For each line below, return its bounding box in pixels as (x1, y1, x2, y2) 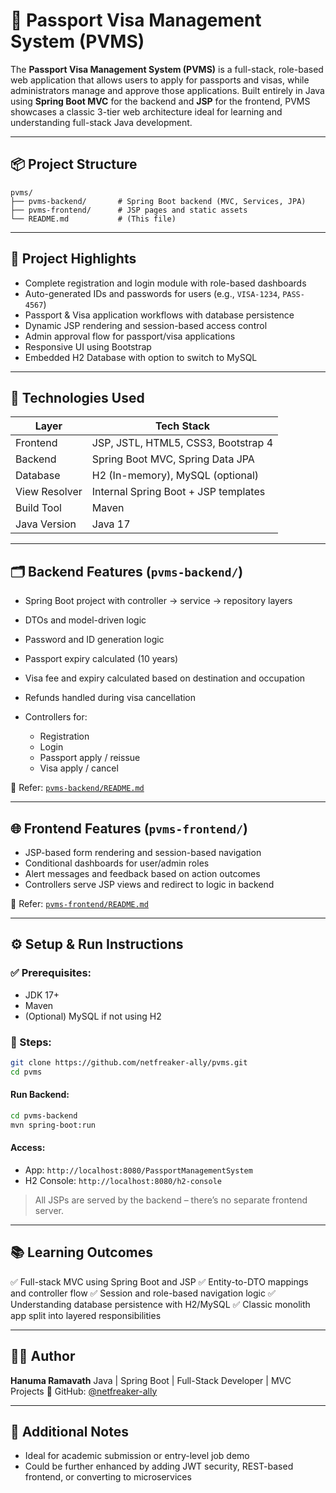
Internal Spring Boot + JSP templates (91, 485, 266, 499)
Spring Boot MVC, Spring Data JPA (91, 452, 255, 466)
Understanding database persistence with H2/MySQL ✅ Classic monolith (10, 1298, 311, 1310)
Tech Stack (154, 419, 210, 433)
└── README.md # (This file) (10, 214, 177, 224)
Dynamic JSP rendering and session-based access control (24, 319, 268, 331)
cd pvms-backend (10, 1110, 78, 1121)
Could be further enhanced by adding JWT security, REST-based (24, 1460, 294, 1473)
